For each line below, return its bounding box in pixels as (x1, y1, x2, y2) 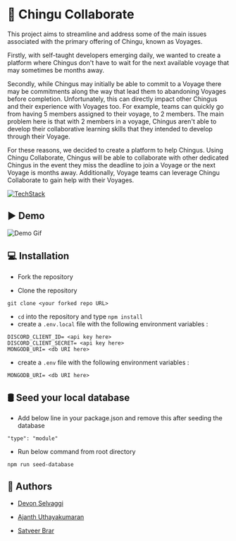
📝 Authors (7, 480, 53, 492)
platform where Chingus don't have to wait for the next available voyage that (7, 58, 230, 66)
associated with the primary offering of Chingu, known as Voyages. (7, 37, 203, 45)
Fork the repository (17, 272, 74, 281)
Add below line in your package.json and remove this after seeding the (17, 414, 223, 422)
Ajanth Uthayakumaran (17, 513, 85, 521)
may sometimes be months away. (7, 66, 104, 74)
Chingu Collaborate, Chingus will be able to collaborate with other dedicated (7, 153, 229, 162)
